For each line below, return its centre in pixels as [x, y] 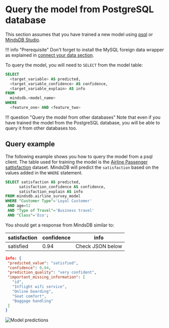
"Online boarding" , [33, 291]
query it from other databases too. [41, 128]
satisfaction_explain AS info [51, 192]
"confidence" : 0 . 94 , [29, 268]
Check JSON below [99, 246]
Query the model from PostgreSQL [80, 9]
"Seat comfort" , [29, 296]
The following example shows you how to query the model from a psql [79, 156]
